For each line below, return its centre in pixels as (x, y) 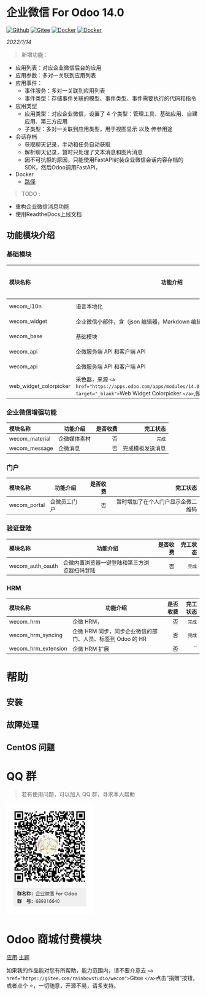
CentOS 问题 (31, 747)
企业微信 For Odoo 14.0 (65, 13)
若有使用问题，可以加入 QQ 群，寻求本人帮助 (78, 794)
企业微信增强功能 (32, 412)
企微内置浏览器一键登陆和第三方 (104, 562)
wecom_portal (27, 505)
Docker (25, 174)
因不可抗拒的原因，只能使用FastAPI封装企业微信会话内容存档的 (104, 160)
